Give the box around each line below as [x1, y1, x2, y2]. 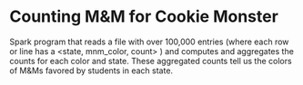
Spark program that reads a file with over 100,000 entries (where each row [9, 36, 289, 47]
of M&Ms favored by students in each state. [9, 65, 174, 76]
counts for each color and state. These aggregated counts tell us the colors [9, 55, 293, 66]
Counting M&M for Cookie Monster [9, 6, 279, 27]
